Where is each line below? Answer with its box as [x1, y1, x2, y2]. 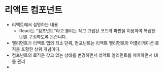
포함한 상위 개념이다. [21, 46, 61, 52]
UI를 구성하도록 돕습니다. [19, 34, 67, 40]
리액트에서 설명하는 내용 [11, 22, 59, 27]
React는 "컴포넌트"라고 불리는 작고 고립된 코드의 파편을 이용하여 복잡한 [19, 27, 156, 33]
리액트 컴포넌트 [4, 4, 63, 16]
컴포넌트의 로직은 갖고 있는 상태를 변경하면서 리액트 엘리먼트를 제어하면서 [11, 52, 153, 58]
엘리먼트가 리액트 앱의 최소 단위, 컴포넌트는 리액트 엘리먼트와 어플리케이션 [11, 40, 154, 46]
